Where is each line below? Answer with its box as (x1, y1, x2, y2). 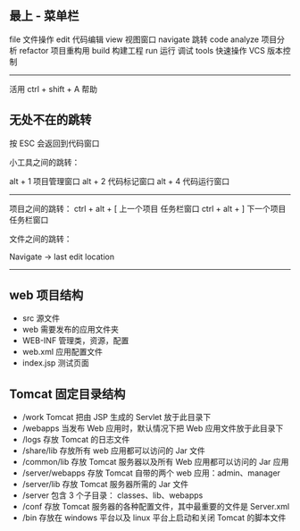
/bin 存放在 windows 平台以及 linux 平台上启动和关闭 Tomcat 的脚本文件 (21, 512, 287, 523)
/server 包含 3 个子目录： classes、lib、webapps (21, 490, 204, 501)
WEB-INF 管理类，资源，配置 (21, 335, 129, 346)
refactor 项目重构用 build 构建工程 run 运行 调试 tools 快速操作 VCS (19, 45, 265, 55)
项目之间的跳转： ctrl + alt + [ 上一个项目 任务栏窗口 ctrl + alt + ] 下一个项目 (9, 203, 287, 214)
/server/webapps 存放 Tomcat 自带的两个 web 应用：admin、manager (21, 468, 281, 478)
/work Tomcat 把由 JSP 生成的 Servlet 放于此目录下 (21, 412, 212, 423)
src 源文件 (21, 313, 61, 324)
